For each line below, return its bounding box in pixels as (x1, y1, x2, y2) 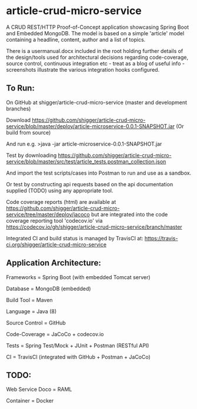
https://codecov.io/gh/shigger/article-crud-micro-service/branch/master (6, 223, 182, 230)
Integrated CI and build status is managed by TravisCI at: (6, 234, 143, 242)
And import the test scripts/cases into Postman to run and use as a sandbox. (6, 169, 192, 176)
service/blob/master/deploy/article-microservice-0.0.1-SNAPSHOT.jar (6, 122, 175, 130)
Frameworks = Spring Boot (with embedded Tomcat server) (6, 273, 151, 280)
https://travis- (144, 234, 178, 242)
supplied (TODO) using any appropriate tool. (6, 187, 113, 194)
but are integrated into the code (91, 210, 168, 218)
